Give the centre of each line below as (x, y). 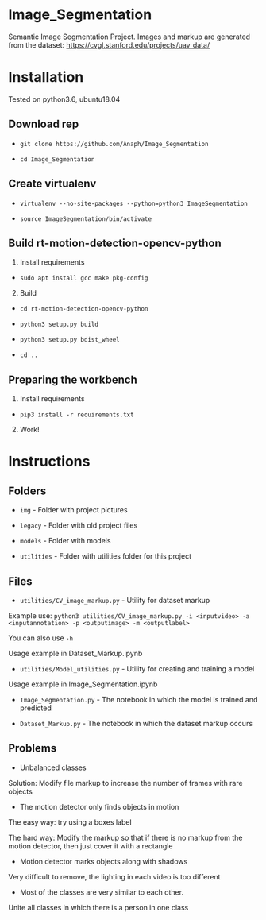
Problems (33, 748)
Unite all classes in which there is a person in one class (98, 907)
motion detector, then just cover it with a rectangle (91, 846)
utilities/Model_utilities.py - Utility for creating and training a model (137, 668)
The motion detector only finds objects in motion (99, 806)
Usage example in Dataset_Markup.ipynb (75, 653)
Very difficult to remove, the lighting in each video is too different (114, 876)
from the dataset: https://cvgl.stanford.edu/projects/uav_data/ (109, 44)
